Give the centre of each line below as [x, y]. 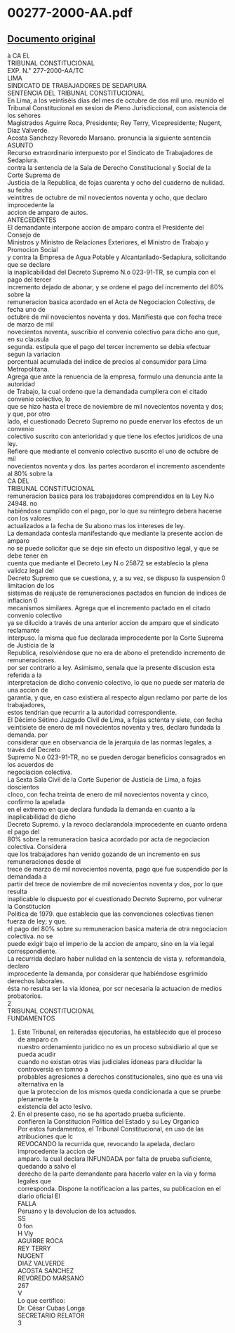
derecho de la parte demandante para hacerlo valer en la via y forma [116, 1174]
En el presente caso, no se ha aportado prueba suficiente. [101, 1114]
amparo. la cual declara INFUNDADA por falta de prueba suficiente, [115, 1159]
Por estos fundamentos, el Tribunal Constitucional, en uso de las [110, 1129]
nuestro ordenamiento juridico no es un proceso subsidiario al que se [117, 1047]
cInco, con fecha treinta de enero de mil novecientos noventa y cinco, [108, 794]
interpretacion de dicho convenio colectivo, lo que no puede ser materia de [116, 682]
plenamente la [38, 1099]
